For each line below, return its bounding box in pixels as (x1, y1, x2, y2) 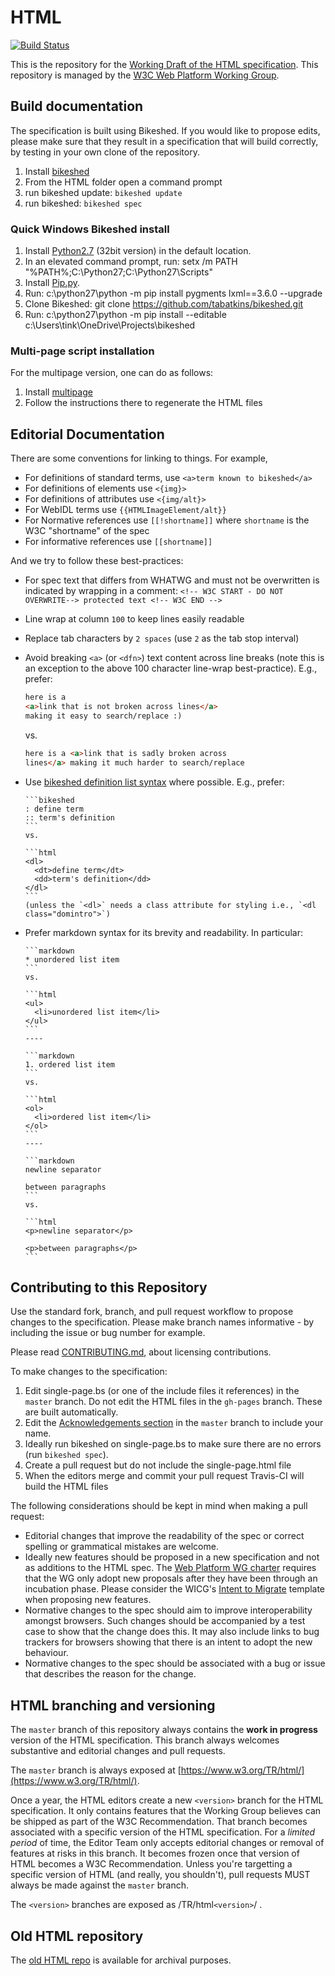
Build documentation (10, 98, 144, 115)
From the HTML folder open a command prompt (24, 176, 223, 188)
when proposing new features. (24, 1594, 152, 1606)
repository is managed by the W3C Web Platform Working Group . (10, 69, 280, 81)
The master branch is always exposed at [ (10, 1764, 182, 1776)
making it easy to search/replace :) (24, 711, 183, 721)
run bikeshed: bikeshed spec (24, 197, 143, 209)
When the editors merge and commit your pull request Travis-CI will (24, 1470, 305, 1482)
